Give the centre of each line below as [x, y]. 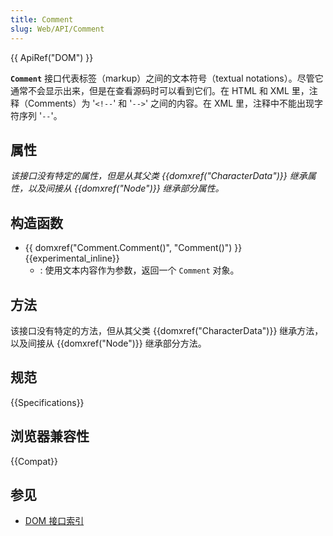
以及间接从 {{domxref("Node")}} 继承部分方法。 [108, 343]
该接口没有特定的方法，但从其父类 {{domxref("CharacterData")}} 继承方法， [167, 330]
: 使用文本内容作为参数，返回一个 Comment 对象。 [139, 270]
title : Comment [42, 19]
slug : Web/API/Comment [57, 29]
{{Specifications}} [47, 402]
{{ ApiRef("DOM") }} [52, 57]
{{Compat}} [34, 461]
